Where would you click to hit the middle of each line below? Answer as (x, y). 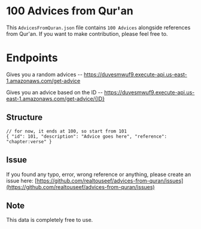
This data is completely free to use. (50, 220)
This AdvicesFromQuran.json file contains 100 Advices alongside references (98, 27)
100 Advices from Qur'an (70, 11)
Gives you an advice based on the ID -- (54, 92)
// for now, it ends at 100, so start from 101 (67, 131)
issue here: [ (22, 181)
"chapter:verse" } (29, 141)
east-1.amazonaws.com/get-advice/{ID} (55, 98)
